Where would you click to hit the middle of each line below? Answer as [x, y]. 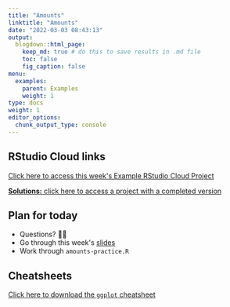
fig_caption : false [54, 67]
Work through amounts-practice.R [74, 251]
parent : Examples [50, 88]
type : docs [26, 103]
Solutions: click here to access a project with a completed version [115, 191]
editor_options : [34, 118]
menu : [17, 74]
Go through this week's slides [67, 243]
